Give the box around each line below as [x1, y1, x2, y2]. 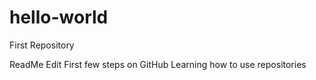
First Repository [9, 39, 75, 51]
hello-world [9, 6, 109, 29]
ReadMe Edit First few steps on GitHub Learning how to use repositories [9, 58, 307, 70]
